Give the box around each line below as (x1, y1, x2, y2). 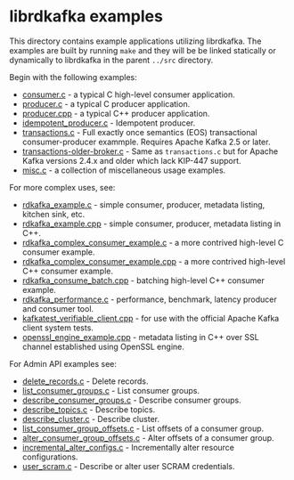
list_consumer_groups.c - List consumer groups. (21, 385, 200, 395)
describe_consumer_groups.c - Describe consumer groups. (21, 395, 242, 405)
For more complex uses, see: (9, 182, 116, 192)
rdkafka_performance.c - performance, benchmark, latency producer (21, 294, 278, 305)
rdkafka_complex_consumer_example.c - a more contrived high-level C (21, 237, 284, 248)
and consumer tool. (21, 303, 94, 313)
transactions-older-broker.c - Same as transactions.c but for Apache (21, 145, 279, 157)
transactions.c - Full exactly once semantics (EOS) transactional (21, 126, 257, 137)
